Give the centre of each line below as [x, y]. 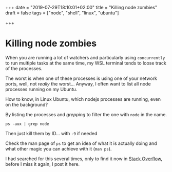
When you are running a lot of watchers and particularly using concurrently [85, 57]
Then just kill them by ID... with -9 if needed [51, 133]
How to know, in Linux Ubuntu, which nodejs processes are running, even [83, 99]
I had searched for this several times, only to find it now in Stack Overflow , [84, 159]
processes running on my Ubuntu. [41, 89]
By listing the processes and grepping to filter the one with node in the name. [86, 114]
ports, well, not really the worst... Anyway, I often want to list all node [78, 83]
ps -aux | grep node [27, 124]
